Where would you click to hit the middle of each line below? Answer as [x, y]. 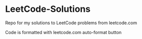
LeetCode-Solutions [48, 9]
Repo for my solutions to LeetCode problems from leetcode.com [71, 23]
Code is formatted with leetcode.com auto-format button [64, 32]
